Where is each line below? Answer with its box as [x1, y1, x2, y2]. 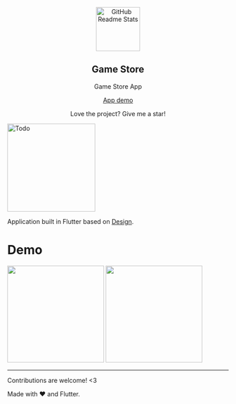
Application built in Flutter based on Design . [7, 217, 134, 225]
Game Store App [93, 82, 143, 91]
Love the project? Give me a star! [70, 109, 166, 118]
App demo [103, 96, 133, 104]
